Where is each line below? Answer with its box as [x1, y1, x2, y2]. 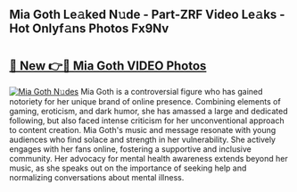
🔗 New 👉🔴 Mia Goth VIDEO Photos [9, 58, 207, 73]
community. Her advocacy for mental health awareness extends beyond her [9, 154, 288, 163]
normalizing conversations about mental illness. [9, 172, 185, 182]
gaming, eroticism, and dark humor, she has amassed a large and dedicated [9, 106, 288, 116]
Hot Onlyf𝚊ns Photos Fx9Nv [9, 21, 169, 37]
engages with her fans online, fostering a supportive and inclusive [9, 144, 252, 154]
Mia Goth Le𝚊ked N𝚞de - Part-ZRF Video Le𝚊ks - [9, 7, 285, 22]
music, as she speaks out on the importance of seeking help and [9, 163, 247, 173]
